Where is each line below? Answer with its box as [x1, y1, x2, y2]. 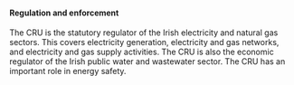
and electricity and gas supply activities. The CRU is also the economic [9, 46, 274, 58]
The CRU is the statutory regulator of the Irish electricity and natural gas [9, 27, 279, 38]
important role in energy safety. [9, 66, 127, 77]
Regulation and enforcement [9, 7, 119, 18]
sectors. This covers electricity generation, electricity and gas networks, [9, 37, 280, 48]
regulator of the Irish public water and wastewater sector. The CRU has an [9, 56, 286, 67]
